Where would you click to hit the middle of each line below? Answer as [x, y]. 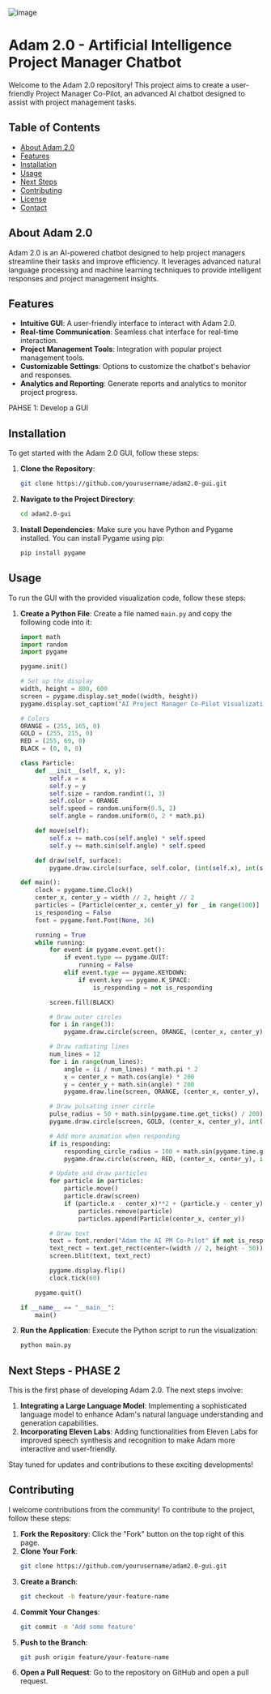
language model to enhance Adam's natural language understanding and [142, 1414]
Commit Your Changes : [60, 1612]
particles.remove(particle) [125, 1211]
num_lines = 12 [75, 1054]
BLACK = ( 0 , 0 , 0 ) [51, 749]
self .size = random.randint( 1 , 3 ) [108, 793]
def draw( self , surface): [79, 860]
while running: [61, 942]
